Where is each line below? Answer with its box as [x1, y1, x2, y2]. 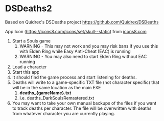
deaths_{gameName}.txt [19, 90, 71, 96]
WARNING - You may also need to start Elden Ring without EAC [19, 53, 147, 59]
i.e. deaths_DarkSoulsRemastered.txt [19, 95, 94, 101]
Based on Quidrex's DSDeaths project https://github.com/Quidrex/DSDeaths [5, 19, 159, 25]
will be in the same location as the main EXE [12, 84, 101, 90]
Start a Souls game [12, 38, 51, 44]
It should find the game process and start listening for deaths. [12, 74, 137, 80]
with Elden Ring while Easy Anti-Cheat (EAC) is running [19, 48, 131, 54]
